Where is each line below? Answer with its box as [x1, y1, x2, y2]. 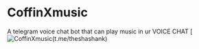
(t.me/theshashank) [51, 34, 108, 42]
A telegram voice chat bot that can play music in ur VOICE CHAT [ [7, 27, 193, 35]
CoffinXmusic [7, 5, 88, 20]
